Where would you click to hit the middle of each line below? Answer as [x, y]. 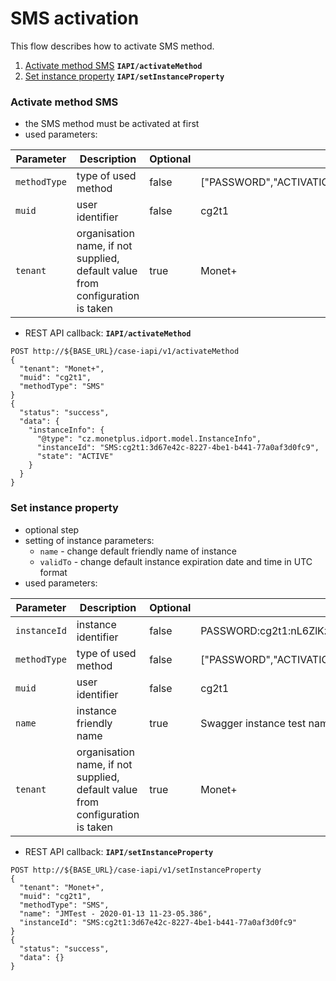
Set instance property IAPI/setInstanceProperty [124, 76]
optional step [52, 529]
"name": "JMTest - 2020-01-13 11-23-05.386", [116, 913]
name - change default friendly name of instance [138, 551]
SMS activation [75, 18]
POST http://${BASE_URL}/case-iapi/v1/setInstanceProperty [136, 870]
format [53, 572]
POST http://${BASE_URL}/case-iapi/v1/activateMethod [125, 352]
